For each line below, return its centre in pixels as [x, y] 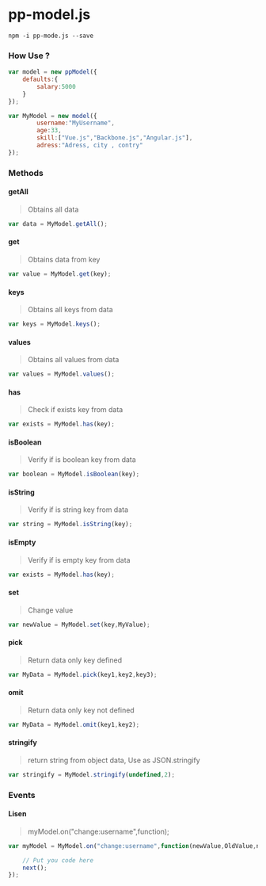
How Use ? [29, 55]
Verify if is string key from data [78, 510]
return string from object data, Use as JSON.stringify [114, 760]
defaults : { [40, 80]
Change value [50, 610]
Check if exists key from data [75, 410]
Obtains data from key [64, 260]
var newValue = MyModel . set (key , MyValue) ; [79, 624]
